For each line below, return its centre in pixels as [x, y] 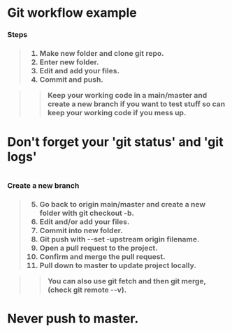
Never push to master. [73, 319]
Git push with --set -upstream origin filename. [119, 239]
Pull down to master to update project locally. [118, 265]
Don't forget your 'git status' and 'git [115, 142]
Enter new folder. [69, 62]
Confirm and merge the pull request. [102, 256]
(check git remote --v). [87, 290]
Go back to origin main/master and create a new [123, 204]
